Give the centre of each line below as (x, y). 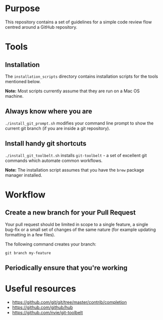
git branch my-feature (28, 253)
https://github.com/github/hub (42, 307)
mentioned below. (23, 81)
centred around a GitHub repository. (41, 27)
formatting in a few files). (30, 234)
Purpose (23, 9)
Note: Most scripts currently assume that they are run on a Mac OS (72, 91)
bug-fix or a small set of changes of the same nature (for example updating (81, 230)
